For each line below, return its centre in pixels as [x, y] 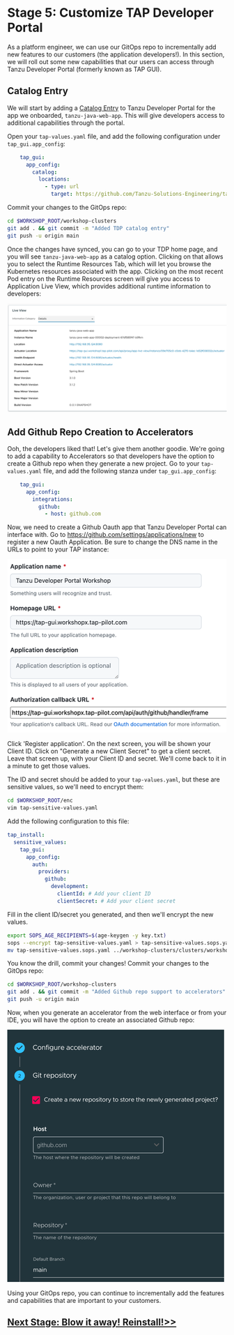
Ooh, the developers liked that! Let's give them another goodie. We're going [116, 448]
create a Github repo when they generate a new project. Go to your [103, 463]
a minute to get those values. [49, 766]
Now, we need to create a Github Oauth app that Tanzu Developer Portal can [117, 527]
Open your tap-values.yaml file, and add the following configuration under [114, 136]
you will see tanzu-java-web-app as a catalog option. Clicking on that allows [115, 257]
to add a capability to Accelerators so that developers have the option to [111, 456]
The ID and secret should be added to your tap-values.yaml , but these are [114, 779]
